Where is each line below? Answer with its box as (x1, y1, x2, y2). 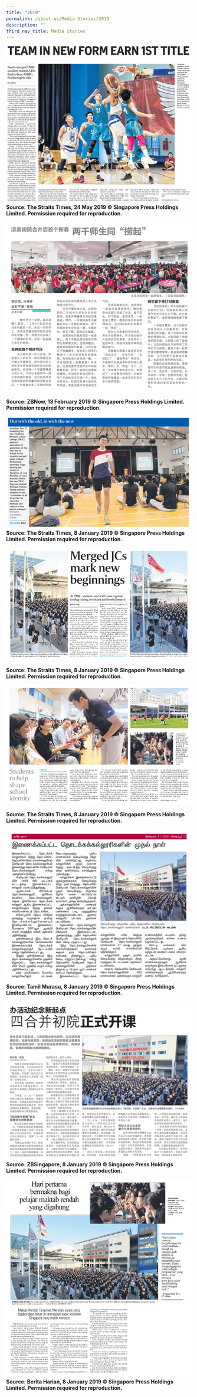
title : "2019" (6, 9, 41, 15)
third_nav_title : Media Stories (6, 28, 86, 34)
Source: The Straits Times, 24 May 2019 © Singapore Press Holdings (6, 204, 179, 211)
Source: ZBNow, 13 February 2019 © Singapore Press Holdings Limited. (6, 398, 185, 405)
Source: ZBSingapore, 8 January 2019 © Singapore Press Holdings (6, 1160, 173, 1168)
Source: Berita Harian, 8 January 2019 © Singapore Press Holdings (6, 1378, 174, 1385)
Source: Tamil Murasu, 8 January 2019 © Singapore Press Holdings (6, 983, 175, 990)
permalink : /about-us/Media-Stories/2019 (6, 15, 110, 22)
